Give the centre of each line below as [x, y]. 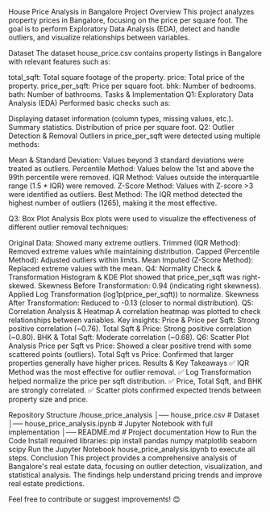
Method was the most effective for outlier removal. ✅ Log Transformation [130, 372]
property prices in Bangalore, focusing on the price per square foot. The [128, 20]
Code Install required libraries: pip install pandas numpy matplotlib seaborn [133, 441]
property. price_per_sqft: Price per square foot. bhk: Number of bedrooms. [132, 86]
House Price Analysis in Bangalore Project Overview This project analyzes [131, 12]
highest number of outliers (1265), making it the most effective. [113, 203]
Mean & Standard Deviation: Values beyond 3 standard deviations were [126, 160]
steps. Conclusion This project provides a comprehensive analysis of [123, 458]
